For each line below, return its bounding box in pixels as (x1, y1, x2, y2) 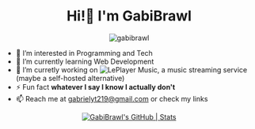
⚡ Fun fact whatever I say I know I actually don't (15, 82, 176, 91)
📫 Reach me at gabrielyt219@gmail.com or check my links (15, 94, 208, 103)
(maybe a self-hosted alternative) (15, 73, 125, 83)
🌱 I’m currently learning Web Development (15, 57, 154, 66)
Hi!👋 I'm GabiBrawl (66, 7, 192, 25)
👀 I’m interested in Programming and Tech (15, 48, 153, 57)
